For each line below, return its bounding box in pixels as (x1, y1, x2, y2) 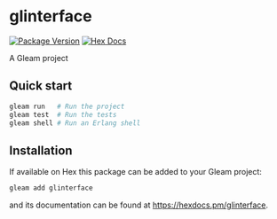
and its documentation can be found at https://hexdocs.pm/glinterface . (9, 199, 269, 210)
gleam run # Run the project (9, 102, 125, 111)
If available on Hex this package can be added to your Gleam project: (9, 167, 262, 177)
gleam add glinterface (9, 184, 93, 192)
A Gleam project (9, 52, 68, 63)
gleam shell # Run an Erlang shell (9, 118, 141, 128)
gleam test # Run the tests (9, 110, 117, 119)
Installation (9, 143, 73, 158)
